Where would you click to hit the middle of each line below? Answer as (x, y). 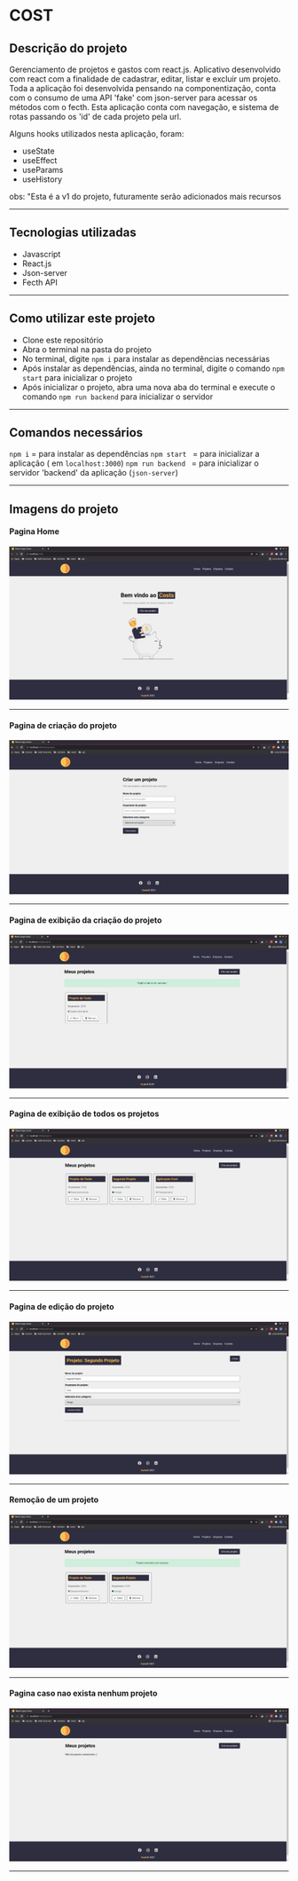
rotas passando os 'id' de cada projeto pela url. (95, 117)
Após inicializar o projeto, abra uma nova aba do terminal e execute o (149, 387)
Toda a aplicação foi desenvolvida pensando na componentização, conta (143, 88)
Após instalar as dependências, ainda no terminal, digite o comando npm (153, 368)
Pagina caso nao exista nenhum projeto (83, 1693)
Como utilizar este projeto (82, 319)
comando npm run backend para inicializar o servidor (118, 397)
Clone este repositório (63, 340)
